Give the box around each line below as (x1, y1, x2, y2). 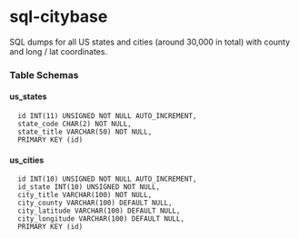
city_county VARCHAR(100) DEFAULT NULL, (17, 198, 173, 208)
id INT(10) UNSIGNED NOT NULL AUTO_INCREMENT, (17, 174, 197, 184)
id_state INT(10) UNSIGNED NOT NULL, (17, 183, 161, 192)
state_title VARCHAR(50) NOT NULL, (17, 127, 153, 137)
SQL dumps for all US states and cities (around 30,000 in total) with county (9, 36, 291, 47)
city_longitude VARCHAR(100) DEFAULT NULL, (17, 214, 184, 224)
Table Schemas (9, 68, 79, 81)
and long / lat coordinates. (9, 45, 107, 56)
